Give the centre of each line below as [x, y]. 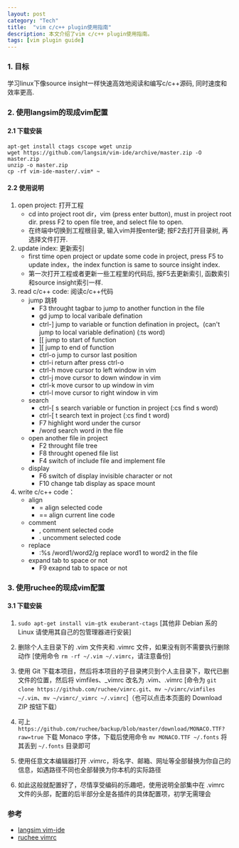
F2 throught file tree [68, 445]
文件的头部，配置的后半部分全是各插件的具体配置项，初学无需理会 [114, 793]
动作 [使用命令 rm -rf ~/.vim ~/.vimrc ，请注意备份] [94, 656]
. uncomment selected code [80, 537]
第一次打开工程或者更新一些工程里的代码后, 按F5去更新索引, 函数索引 [129, 273]
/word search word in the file [81, 430]
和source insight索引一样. [65, 282]
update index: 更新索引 [51, 248]
